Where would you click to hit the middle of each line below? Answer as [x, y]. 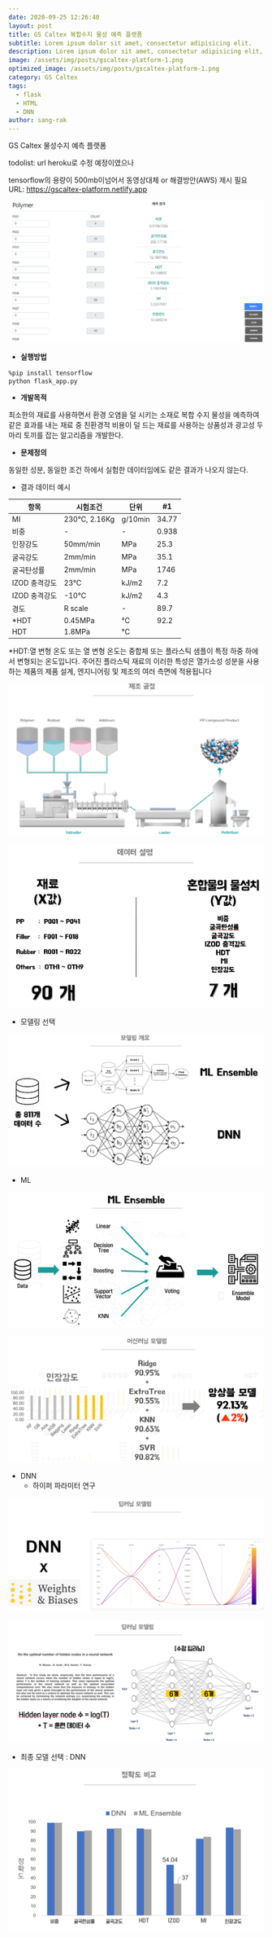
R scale [76, 609]
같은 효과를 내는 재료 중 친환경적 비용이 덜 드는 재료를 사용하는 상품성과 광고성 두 [136, 425]
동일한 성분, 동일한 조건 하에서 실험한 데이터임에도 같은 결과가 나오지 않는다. [129, 470]
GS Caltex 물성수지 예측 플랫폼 [58, 146]
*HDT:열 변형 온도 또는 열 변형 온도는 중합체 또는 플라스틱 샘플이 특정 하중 [126, 651]
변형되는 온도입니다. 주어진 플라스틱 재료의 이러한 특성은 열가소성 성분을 [131, 661]
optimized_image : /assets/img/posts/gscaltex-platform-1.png [114, 69]
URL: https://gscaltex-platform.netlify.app [78, 189]
